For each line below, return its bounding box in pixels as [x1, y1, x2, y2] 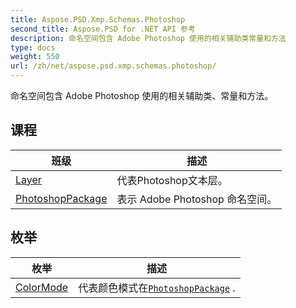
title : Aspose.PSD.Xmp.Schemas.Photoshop [10, 14, 186, 25]
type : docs [10, 42, 56, 53]
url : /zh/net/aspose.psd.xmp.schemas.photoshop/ [10, 61, 217, 71]
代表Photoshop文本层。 [116, 173, 228, 187]
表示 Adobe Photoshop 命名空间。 [116, 192, 278, 206]
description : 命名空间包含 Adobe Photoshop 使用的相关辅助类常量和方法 [10, 33, 287, 43]
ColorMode [15, 280, 69, 294]
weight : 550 [10, 52, 60, 62]
